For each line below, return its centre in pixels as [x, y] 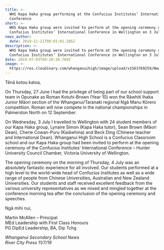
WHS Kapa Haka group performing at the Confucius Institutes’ [74, 14]
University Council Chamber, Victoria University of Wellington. [68, 153]
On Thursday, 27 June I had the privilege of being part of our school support [82, 92]
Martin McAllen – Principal [31, 218]
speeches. [16, 199]
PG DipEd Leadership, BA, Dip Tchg [41, 228]
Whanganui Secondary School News [42, 237]
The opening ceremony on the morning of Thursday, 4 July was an [72, 162]
